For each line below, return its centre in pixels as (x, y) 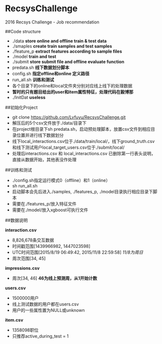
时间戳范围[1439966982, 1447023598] (51, 246)
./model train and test (34, 56)
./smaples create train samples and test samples (62, 46)
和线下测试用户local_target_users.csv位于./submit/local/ (68, 147)
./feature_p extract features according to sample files (67, 51)
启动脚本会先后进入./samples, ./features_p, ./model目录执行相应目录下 (82, 191)
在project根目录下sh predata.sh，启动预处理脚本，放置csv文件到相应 (81, 129)
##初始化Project (21, 107)
